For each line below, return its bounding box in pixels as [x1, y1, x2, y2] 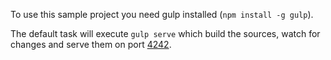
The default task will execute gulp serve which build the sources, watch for [10, 28, 321, 39]
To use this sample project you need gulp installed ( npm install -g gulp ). [10, 9, 314, 20]
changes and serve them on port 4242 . [10, 39, 172, 50]
